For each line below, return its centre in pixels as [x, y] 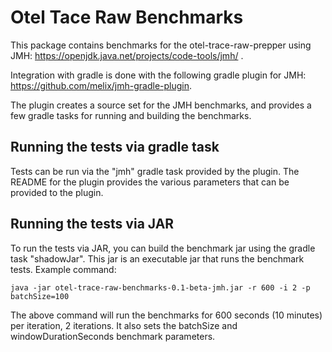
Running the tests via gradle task [115, 147]
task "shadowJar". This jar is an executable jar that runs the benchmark [157, 258]
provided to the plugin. [57, 192]
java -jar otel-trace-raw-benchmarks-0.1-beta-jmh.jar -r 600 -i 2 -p [160, 287]
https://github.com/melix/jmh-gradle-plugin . [101, 85]
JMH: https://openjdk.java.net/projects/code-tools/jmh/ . [127, 55]
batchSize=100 [40, 296]
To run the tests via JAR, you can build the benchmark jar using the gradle [163, 248]
